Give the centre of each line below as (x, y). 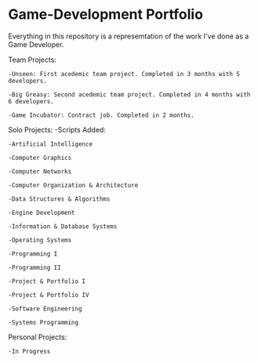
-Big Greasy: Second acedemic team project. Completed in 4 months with (129, 94)
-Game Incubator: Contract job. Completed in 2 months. (101, 115)
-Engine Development (42, 212)
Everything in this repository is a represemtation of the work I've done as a (129, 36)
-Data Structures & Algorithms (59, 199)
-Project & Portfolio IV (49, 295)
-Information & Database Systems (63, 226)
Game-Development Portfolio (106, 15)
